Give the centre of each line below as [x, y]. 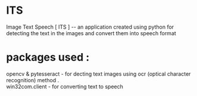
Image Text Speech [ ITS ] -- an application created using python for [90, 27]
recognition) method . [33, 80]
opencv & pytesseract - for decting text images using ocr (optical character [98, 74]
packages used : [48, 58]
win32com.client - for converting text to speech [65, 86]
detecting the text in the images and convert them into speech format [91, 33]
